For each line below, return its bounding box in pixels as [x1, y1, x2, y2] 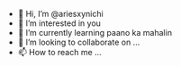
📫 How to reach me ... [17, 47, 102, 57]
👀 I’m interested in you [17, 18, 102, 29]
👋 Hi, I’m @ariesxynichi [17, 9, 104, 19]
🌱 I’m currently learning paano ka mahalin [17, 28, 173, 37]
